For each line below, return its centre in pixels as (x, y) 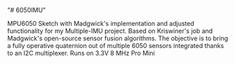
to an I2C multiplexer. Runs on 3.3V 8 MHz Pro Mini (81, 53)
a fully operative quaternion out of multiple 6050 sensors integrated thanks (116, 46)
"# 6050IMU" (27, 10)
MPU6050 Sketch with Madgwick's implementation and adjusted (101, 23)
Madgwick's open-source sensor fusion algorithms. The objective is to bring (118, 38)
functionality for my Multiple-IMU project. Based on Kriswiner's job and (110, 31)
